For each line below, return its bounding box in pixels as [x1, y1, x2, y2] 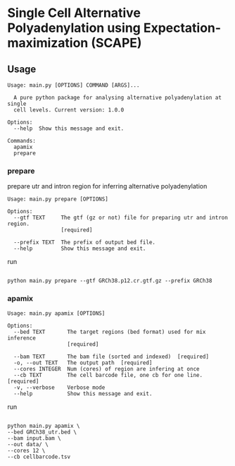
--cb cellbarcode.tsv [7, 453, 71, 460]
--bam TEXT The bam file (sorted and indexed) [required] [13, 353, 210, 360]
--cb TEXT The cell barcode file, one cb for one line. [13, 371, 203, 378]
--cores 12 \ [7, 447, 46, 454]
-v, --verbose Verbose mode [13, 383, 106, 391]
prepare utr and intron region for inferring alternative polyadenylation [7, 182, 208, 191]
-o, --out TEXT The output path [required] [13, 359, 153, 366]
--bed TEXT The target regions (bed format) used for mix [13, 328, 206, 335]
